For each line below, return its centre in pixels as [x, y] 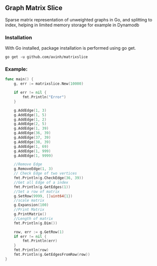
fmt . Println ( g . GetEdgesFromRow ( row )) [52, 255]
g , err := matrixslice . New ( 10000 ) [49, 84]
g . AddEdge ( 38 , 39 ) [32, 142]
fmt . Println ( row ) [31, 250]
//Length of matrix [34, 218]
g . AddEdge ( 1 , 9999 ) [34, 156]
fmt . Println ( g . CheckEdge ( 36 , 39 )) [49, 178]
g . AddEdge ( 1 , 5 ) [30, 115]
